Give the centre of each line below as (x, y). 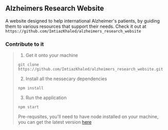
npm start (29, 107)
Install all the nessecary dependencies (66, 79)
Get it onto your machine (52, 55)
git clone (29, 65)
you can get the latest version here (55, 122)
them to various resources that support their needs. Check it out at (76, 26)
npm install (31, 88)
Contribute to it (25, 44)
